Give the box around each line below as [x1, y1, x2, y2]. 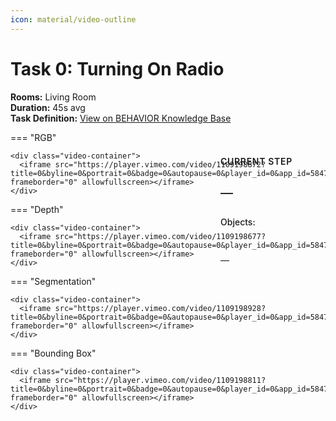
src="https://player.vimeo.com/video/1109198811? [54, 375, 267, 385]
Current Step [220, 156, 293, 167]
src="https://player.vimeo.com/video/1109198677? [54, 231, 267, 241]
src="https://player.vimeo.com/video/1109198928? [54, 303, 267, 313]
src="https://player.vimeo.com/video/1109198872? [54, 159, 267, 170]
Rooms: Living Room [10, 91, 97, 103]
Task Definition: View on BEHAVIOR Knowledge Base [10, 112, 232, 124]
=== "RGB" [10, 131, 57, 143]
